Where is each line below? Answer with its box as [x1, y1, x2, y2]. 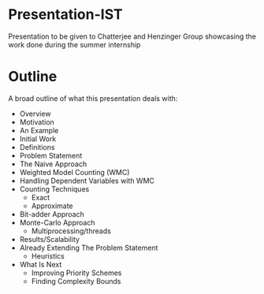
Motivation [19, 117, 55, 127]
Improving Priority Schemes [31, 268, 122, 277]
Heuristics [31, 251, 65, 261]
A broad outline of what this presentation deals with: [8, 93, 178, 103]
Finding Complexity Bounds [31, 276, 121, 285]
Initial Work [19, 134, 57, 143]
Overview [19, 109, 51, 118]
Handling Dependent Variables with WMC [19, 176, 155, 185]
